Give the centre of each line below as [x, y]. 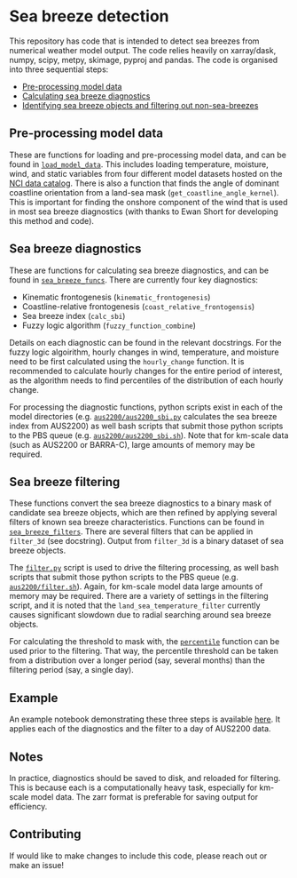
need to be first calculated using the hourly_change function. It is [127, 361]
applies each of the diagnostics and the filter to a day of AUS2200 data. [141, 729]
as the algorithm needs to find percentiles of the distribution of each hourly [146, 380]
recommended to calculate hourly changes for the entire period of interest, [146, 371]
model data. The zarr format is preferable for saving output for [145, 797]
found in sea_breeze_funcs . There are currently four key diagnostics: [134, 279]
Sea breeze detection [90, 16]
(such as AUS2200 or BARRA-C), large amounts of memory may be [132, 444]
